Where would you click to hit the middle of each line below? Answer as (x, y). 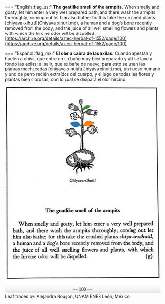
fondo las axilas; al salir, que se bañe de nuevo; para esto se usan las (75, 64)
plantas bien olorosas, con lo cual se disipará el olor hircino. (66, 79)
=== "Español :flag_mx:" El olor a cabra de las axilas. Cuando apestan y (79, 53)
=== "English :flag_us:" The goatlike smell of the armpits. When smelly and (82, 7)
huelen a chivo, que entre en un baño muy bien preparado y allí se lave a (79, 58)
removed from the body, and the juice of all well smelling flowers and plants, (82, 28)
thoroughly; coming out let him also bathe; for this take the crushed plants (80, 17)
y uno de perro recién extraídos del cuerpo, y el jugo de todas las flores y (80, 74)
